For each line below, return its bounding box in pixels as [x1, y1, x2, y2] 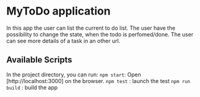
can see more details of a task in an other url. [6, 37, 120, 44]
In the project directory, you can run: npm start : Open [6, 71, 142, 78]
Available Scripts [6, 55, 72, 65]
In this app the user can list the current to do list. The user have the [6, 24, 176, 32]
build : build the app [6, 84, 58, 91]
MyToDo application [6, 4, 111, 18]
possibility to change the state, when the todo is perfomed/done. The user [6, 30, 194, 38]
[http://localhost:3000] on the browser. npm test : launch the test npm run [6, 77, 191, 84]
